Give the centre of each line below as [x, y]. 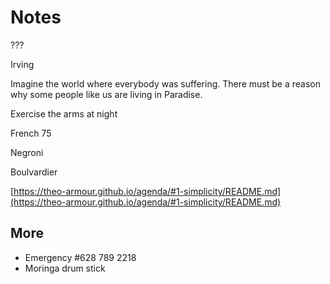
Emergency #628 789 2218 [80, 257]
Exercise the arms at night [64, 113]
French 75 [31, 133]
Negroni [27, 152]
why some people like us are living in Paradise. [106, 94]
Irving [22, 64]
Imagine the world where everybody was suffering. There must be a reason [165, 83]
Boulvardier [34, 172]
